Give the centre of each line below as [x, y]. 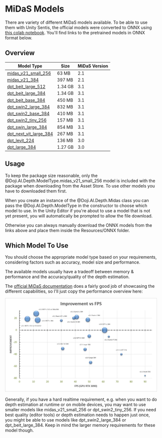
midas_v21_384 [23, 80]
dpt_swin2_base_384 [28, 113]
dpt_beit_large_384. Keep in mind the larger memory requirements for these [80, 425]
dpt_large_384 [21, 147]
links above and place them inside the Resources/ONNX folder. [67, 230]
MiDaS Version [93, 66]
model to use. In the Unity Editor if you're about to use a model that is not [78, 211]
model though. [20, 430]
